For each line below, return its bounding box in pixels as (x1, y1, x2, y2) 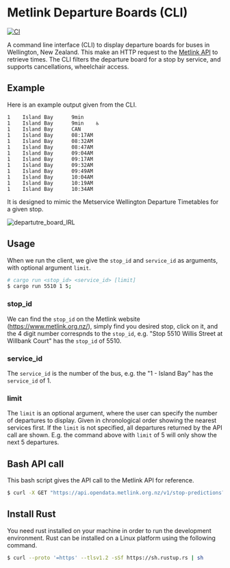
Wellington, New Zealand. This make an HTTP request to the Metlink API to (7, 48, 218, 56)
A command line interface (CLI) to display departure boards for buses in (7, 40, 210, 49)
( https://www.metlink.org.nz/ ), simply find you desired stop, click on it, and (7, 322, 218, 330)
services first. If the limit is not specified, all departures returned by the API (7, 424, 222, 432)
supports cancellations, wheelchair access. (7, 62, 129, 70)
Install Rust (7, 508, 56, 520)
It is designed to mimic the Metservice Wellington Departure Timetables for (7, 197, 219, 206)
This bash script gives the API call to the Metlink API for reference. (7, 476, 194, 485)
